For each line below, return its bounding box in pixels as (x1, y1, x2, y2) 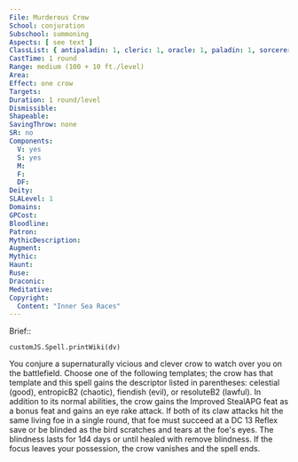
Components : (9, 137, 53, 145)
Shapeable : (9, 112, 50, 121)
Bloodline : (9, 219, 50, 228)
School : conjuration (9, 21, 86, 30)
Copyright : (9, 294, 50, 302)
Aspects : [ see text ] (9, 37, 93, 47)
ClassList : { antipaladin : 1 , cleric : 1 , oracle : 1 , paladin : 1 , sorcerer (9, 46, 292, 55)
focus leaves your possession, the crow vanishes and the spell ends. (9, 443, 261, 454)
